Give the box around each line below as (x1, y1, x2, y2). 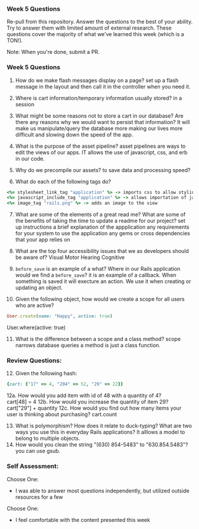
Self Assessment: (6, 462, 59, 470)
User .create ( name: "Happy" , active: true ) (6, 313, 113, 319)
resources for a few (15, 493, 63, 501)
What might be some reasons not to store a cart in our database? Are (15, 112, 184, 119)
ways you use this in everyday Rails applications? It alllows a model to (15, 429, 185, 436)
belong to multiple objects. (15, 435, 80, 442)
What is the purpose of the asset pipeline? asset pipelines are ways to (15, 142, 186, 150)
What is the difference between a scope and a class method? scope (15, 336, 181, 343)
